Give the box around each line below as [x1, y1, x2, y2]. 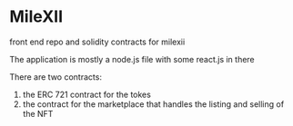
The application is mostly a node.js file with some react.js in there [9, 53, 255, 64]
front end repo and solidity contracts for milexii [9, 36, 186, 47]
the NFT [22, 108, 54, 119]
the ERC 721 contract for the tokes [22, 89, 152, 100]
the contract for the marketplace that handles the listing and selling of [22, 98, 285, 110]
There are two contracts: [9, 71, 103, 82]
